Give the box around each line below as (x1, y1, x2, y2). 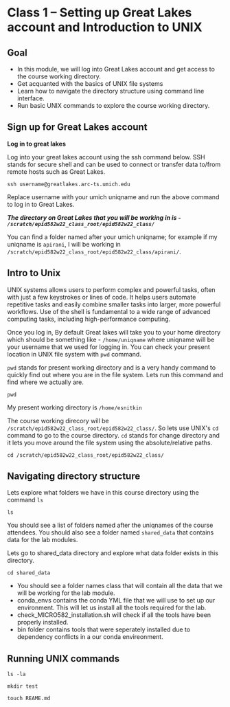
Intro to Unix (7, 267, 61, 279)
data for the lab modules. (7, 536, 78, 544)
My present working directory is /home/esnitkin (7, 403, 142, 412)
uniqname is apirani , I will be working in (7, 240, 122, 248)
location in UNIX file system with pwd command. (7, 350, 142, 358)
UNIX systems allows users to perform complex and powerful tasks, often (7, 285, 216, 293)
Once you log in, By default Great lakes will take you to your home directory (7, 328, 221, 336)
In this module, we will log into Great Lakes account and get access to (16, 65, 215, 73)
